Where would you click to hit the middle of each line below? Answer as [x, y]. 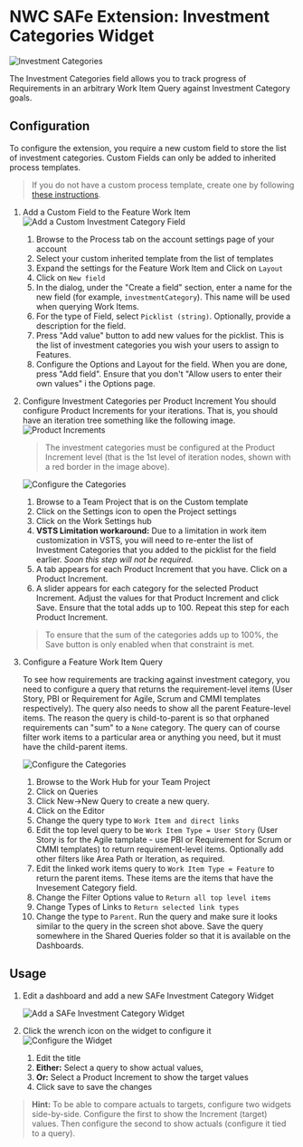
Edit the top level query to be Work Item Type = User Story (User [157, 829]
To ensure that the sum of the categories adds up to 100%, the [161, 635]
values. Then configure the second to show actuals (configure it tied [159, 1123]
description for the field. [81, 325]
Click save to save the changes [94, 1086]
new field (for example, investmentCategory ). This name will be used [163, 297]
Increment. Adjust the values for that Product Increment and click [157, 597]
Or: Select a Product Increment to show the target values [142, 1077]
